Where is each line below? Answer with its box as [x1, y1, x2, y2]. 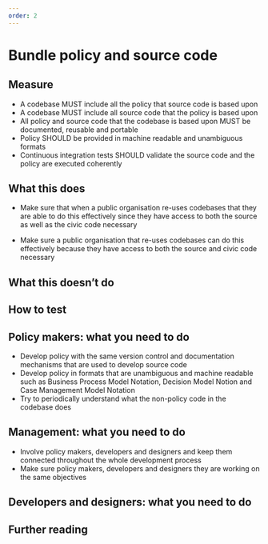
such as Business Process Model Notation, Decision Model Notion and [19, 377, 253, 386]
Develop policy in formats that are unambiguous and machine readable [19, 369, 254, 378]
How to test [8, 303, 66, 317]
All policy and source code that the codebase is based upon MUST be [19, 116, 251, 126]
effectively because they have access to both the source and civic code [19, 244, 258, 254]
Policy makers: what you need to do [8, 330, 190, 344]
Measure [8, 78, 54, 92]
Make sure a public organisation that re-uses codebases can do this [19, 235, 245, 245]
